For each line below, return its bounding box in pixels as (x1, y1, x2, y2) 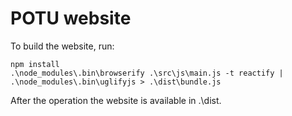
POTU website (10, 7, 132, 30)
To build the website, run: (10, 40, 115, 52)
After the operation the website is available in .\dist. (10, 94, 222, 106)
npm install (10, 59, 60, 69)
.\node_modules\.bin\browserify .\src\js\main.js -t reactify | (10, 68, 284, 78)
